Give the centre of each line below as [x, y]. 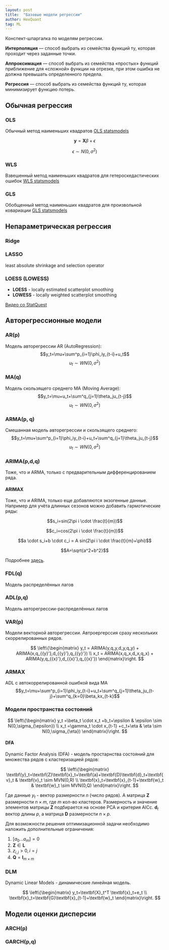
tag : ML [13, 24]
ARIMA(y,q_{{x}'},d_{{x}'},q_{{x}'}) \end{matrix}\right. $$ [85, 659]
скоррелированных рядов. [34, 638]
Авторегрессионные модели [53, 320]
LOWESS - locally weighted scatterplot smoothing [65, 295]
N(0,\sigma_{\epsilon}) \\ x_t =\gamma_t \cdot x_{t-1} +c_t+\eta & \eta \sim [85, 726]
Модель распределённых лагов [40, 584]
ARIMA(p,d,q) [23, 461]
